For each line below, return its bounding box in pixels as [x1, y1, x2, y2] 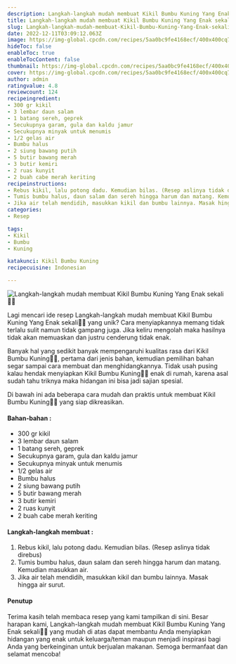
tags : [7, 226, 23, 233]
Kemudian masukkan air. [17, 566, 89, 574]
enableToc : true [7, 50, 55, 57]
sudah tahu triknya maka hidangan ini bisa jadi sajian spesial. [7, 377, 184, 385]
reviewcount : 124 [7, 89, 58, 96]
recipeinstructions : [7, 180, 68, 187]
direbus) [17, 551, 42, 559]
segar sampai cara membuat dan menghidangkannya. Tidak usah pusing [7, 362, 218, 370]
